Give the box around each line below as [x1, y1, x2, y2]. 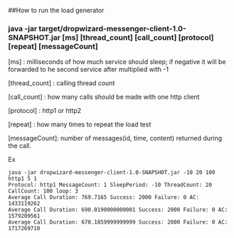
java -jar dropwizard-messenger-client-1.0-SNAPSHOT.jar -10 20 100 [8, 169, 216, 176]
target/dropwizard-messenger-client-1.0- [38, 23, 187, 33]
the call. [8, 141, 31, 150]
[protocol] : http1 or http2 [8, 107, 82, 115]
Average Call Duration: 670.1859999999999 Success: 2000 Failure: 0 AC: [8, 219, 228, 226]
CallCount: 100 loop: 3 [8, 188, 79, 195]
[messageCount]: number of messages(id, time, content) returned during [8, 134, 223, 143]
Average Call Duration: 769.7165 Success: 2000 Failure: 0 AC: [8, 194, 200, 201]
